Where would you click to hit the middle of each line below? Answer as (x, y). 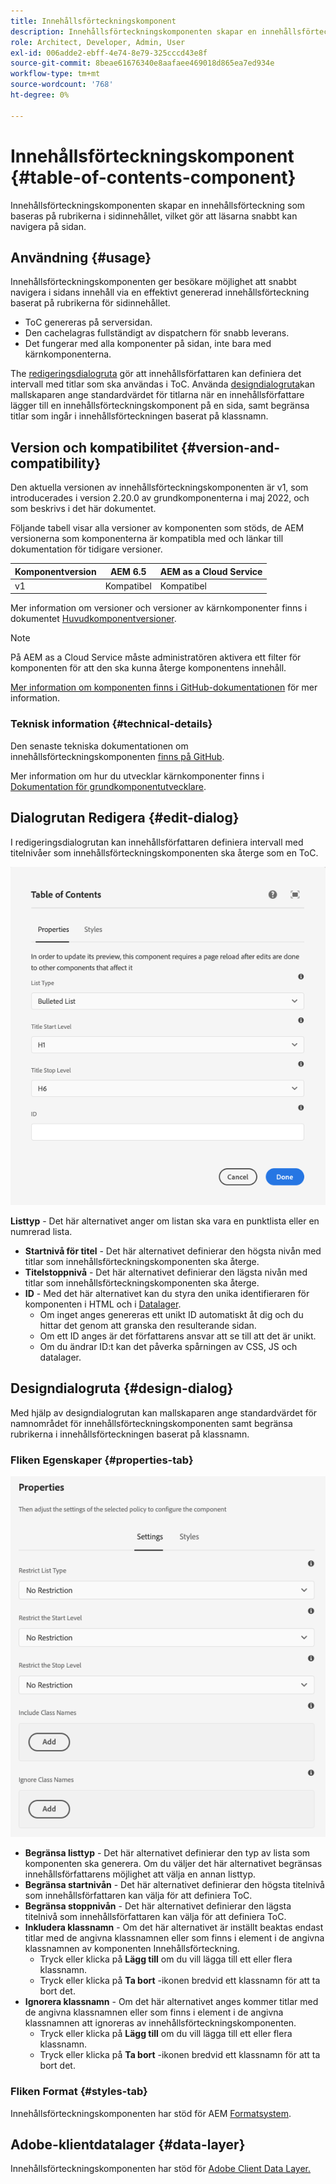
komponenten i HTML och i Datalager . (103, 1304)
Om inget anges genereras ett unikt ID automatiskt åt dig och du (171, 1315)
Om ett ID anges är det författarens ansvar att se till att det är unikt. (178, 1336)
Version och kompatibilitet (94, 447)
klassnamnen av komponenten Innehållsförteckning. (132, 1949)
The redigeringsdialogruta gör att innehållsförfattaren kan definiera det (156, 374)
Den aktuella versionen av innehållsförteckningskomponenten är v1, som (159, 487)
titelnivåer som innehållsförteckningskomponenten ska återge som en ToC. (164, 852)
